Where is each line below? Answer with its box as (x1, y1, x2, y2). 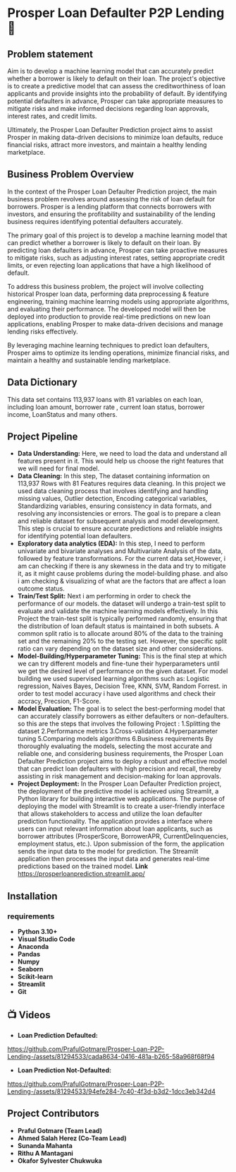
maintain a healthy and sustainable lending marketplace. (7, 355, 171, 365)
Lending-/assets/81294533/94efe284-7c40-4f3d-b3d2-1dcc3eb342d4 (7, 1087, 216, 1096)
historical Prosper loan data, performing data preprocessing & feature (7, 290, 209, 298)
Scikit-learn (17, 973, 54, 981)
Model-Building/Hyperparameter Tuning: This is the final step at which (17, 652, 228, 661)
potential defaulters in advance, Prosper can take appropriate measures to (7, 97, 223, 105)
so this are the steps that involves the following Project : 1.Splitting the (17, 719, 221, 728)
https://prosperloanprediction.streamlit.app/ (17, 870, 146, 878)
